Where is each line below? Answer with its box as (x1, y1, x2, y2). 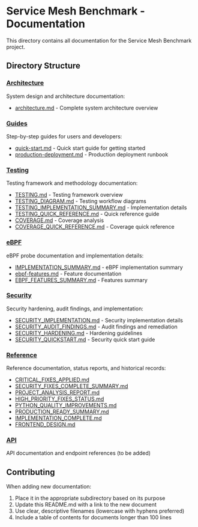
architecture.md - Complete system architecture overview (14, 104, 158, 111)
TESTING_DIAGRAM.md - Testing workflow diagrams (14, 197, 147, 205)
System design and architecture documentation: (6, 92, 125, 100)
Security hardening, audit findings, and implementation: (6, 305, 144, 312)
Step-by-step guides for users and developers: (6, 132, 122, 140)
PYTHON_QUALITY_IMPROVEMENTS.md (14, 402, 117, 409)
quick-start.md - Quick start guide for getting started (14, 144, 146, 152)
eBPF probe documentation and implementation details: (6, 251, 144, 259)
